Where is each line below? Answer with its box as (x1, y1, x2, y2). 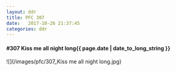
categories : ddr (6, 25, 47, 32)
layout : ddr (6, 8, 36, 15)
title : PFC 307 (6, 15, 45, 21)
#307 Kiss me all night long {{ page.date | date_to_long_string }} (6, 44, 171, 52)
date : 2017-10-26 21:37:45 (6, 20, 80, 26)
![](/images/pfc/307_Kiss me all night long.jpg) (6, 58, 122, 66)
